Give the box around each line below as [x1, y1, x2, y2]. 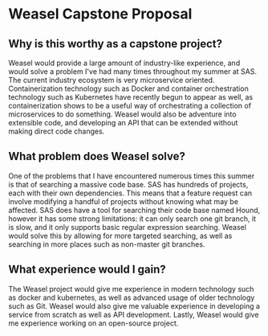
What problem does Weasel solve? [8, 150, 186, 163]
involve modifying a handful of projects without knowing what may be [8, 196, 239, 206]
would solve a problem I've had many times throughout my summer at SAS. [8, 67, 257, 76]
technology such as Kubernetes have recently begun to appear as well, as [8, 92, 254, 101]
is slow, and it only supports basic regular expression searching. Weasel [8, 222, 247, 232]
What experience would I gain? [8, 263, 166, 277]
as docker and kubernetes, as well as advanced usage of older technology [8, 293, 255, 302]
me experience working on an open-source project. [8, 318, 179, 328]
